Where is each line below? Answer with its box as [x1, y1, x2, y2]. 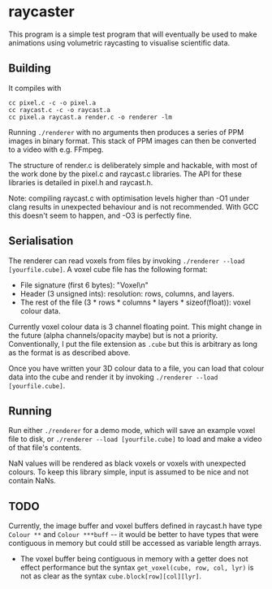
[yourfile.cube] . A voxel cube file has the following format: [8, 264, 209, 274]
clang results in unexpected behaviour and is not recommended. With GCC [8, 201, 259, 211]
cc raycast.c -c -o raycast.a [8, 106, 111, 114]
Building [8, 62, 51, 76]
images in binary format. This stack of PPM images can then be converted [8, 136, 257, 145]
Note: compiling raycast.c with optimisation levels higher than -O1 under [8, 193, 250, 203]
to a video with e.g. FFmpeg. [8, 145, 104, 154]
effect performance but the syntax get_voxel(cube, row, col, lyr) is [19, 563, 254, 573]
